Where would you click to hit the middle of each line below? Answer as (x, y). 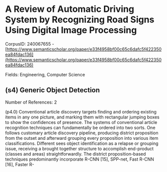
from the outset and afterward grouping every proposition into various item (82, 138)
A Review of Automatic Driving (70, 9)
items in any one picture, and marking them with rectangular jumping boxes (83, 117)
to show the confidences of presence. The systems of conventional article (81, 122)
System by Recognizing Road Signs (80, 20)
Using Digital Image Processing (71, 30)
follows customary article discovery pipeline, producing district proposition (82, 133)
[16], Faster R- (20, 164)
